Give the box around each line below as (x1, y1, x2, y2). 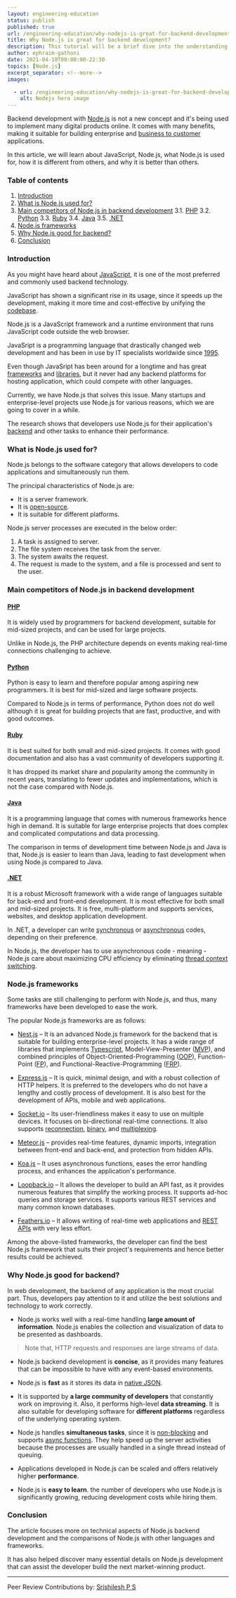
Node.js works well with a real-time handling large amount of (17, 1315, 195, 1323)
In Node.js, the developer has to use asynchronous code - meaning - (7, 947, 207, 955)
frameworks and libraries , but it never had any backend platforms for (7, 369, 206, 377)
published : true (7, 23, 55, 30)
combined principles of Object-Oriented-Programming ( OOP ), (17, 1052, 197, 1061)
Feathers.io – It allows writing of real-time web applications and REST (17, 1216, 218, 1225)
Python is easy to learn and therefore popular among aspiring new (7, 678, 199, 687)
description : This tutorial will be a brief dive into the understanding (7, 43, 228, 50)
